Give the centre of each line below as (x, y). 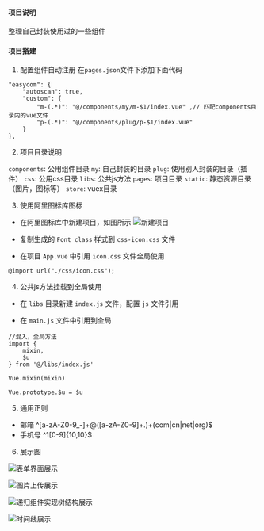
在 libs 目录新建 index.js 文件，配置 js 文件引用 (99, 304)
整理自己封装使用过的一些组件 (57, 31)
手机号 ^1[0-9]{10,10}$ (56, 435)
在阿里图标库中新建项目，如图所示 (75, 223)
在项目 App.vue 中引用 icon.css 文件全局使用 (92, 256)
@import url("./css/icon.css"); (61, 271)
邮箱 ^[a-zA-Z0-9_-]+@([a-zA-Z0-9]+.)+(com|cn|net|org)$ (116, 425)
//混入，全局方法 (33, 337)
